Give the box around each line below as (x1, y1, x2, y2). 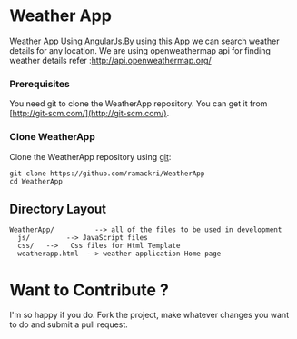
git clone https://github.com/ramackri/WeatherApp (9, 169, 205, 178)
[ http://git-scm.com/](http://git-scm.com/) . (9, 108, 170, 119)
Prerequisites (9, 77, 70, 90)
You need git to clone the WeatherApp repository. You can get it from (9, 98, 268, 109)
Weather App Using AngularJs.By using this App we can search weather (9, 35, 280, 46)
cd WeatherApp (9, 176, 64, 186)
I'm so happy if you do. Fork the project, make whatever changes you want (9, 310, 289, 321)
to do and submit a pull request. (9, 319, 129, 330)
